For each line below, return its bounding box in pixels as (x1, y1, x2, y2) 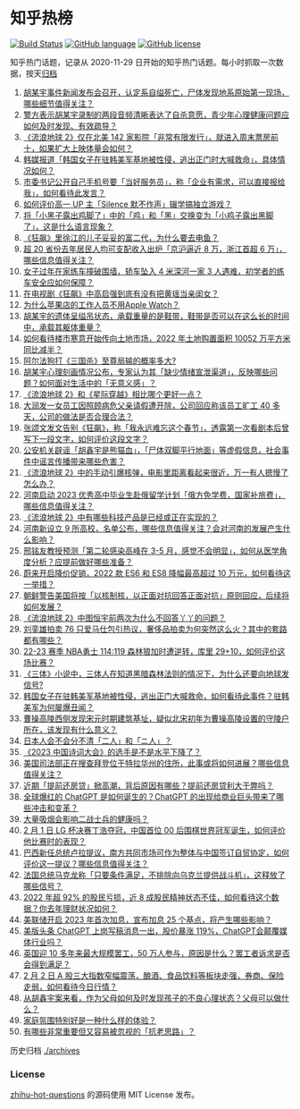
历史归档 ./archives (10, 1045, 80, 1055)
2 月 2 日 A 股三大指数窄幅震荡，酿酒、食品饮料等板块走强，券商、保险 (22, 969, 285, 980)
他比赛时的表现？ (22, 835, 87, 846)
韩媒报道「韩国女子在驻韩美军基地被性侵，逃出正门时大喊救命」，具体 (22, 154, 278, 165)
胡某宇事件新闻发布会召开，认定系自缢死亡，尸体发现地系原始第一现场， (22, 87, 289, 97)
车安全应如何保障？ (22, 276, 95, 287)
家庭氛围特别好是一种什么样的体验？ (22, 1014, 157, 1025)
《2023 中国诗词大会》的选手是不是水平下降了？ (22, 746, 202, 757)
